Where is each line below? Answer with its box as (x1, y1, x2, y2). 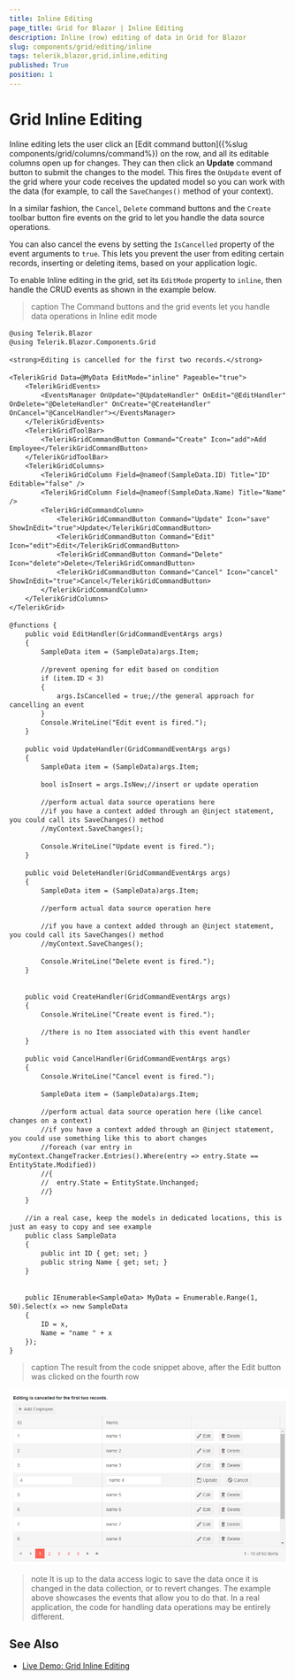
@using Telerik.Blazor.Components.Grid (9, 337, 156, 347)
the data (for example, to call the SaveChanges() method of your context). (9, 186, 274, 196)
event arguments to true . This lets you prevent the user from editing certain (9, 248, 284, 258)
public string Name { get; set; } (41, 1257, 168, 1267)
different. (30, 1611, 64, 1622)
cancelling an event (9, 700, 86, 710)
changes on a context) (9, 1116, 93, 1125)
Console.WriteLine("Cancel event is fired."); (41, 1071, 216, 1081)
